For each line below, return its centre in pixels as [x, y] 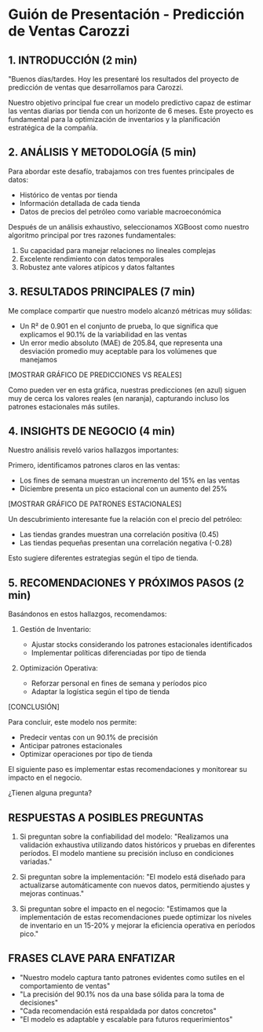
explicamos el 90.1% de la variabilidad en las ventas [103, 334]
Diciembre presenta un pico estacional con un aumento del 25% [123, 489]
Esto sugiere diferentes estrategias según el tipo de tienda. [103, 558]
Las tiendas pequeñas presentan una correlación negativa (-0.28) [126, 543]
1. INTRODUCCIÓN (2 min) [73, 60]
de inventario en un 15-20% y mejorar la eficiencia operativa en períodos [137, 926]
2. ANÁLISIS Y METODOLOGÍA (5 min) [102, 152]
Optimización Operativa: [58, 668]
